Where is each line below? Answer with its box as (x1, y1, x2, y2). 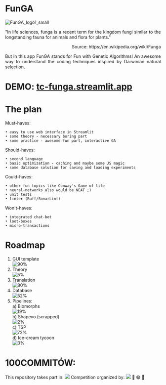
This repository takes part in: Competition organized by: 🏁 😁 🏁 (5, 374, 145, 380)
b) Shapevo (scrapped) (12, 314, 60, 319)
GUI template (12, 256, 40, 262)
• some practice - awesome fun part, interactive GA (5, 138, 116, 143)
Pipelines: (12, 298, 33, 304)
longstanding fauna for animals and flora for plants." (5, 34, 111, 40)
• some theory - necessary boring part (5, 134, 87, 139)
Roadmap (5, 240, 45, 251)
